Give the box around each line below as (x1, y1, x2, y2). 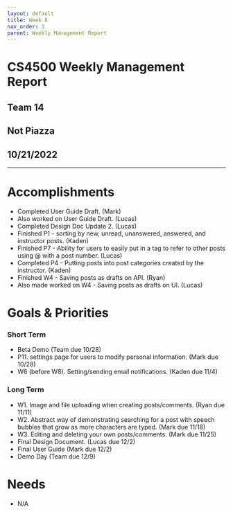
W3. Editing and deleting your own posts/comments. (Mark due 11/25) (17, 430, 217, 438)
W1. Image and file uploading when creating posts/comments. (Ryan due (17, 400, 225, 409)
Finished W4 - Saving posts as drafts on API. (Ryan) (17, 273, 166, 281)
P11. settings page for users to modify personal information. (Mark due (17, 353, 218, 361)
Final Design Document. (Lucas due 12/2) (17, 437, 136, 445)
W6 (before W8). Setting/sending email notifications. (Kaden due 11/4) (17, 368, 218, 376)
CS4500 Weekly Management (7, 60, 185, 75)
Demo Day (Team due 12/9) (17, 452, 96, 461)
